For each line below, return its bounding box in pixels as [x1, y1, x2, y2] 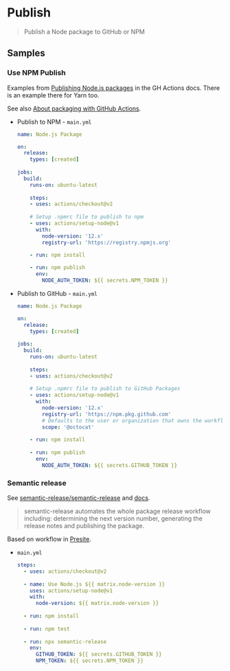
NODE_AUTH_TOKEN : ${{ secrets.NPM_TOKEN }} [42, 277, 168, 284]
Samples [7, 47, 46, 59]
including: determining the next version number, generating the [23, 514, 203, 523]
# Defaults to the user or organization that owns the [42, 417, 203, 424]
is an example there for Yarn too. [7, 91, 100, 99]
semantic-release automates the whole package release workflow [23, 507, 211, 516]
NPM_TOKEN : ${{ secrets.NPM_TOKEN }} [35, 657, 144, 664]
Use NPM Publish [7, 68, 67, 78]
